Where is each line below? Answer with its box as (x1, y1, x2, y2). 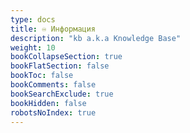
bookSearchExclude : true (10, 89, 114, 99)
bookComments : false (10, 80, 97, 90)
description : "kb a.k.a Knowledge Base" (10, 33, 182, 43)
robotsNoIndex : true (10, 107, 97, 118)
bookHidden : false (10, 98, 87, 108)
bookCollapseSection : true (10, 52, 123, 62)
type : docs (10, 14, 56, 25)
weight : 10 (10, 42, 56, 53)
